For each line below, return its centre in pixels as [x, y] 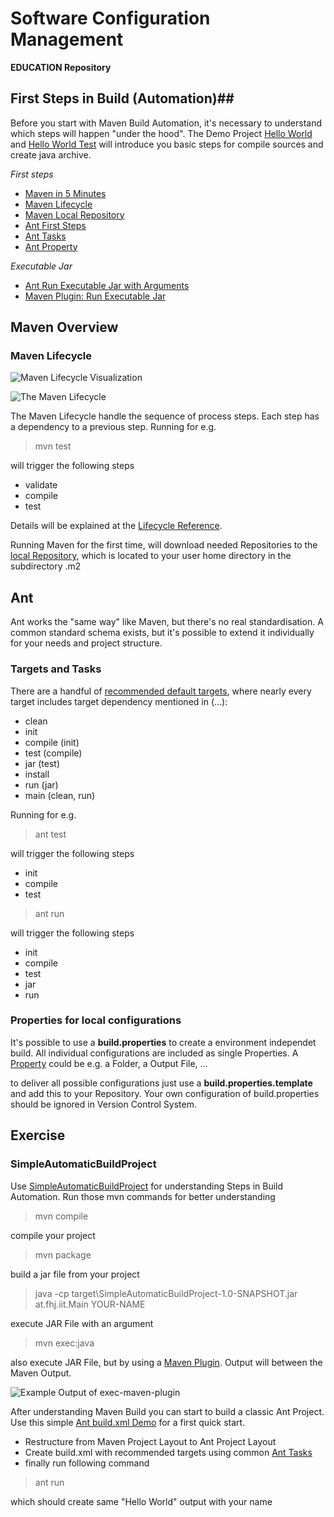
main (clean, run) [60, 795]
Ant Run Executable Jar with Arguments [107, 285]
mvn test [53, 446]
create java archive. [51, 154]
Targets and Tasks [56, 669]
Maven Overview [64, 327]
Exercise [38, 1135]
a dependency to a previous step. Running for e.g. [113, 427]
